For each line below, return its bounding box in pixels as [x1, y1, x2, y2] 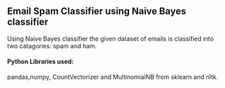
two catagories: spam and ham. [7, 41, 97, 50]
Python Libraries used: [7, 58, 74, 66]
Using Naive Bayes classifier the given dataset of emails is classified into [7, 34, 214, 43]
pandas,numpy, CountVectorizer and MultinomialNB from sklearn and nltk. [7, 73, 219, 81]
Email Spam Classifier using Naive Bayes [7, 5, 186, 17]
